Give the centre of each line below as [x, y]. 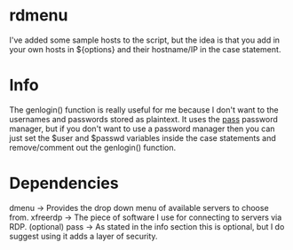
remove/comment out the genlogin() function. [93, 147]
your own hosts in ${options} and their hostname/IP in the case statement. [145, 49]
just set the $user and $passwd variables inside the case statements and [143, 137]
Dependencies [64, 184]
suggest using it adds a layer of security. [83, 236]
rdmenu [39, 16]
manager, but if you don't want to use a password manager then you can [142, 129]
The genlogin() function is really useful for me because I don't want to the [144, 109]
